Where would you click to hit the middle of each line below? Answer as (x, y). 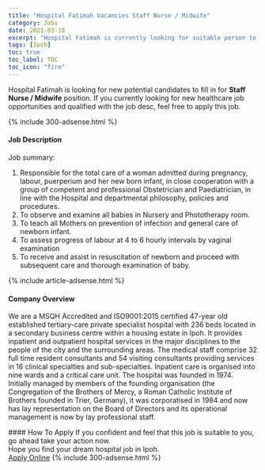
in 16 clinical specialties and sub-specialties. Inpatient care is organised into (132, 367)
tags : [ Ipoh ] (30, 45)
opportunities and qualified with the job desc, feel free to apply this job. (125, 106)
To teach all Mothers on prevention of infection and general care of (129, 223)
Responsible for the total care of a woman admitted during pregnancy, (134, 172)
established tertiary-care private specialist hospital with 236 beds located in (132, 324)
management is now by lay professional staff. (82, 417)
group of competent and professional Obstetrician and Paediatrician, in (135, 189)
